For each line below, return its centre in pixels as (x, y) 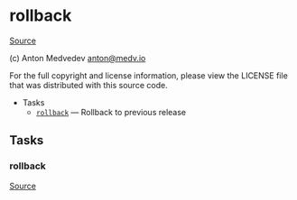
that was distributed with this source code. (89, 85)
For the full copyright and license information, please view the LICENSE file (149, 75)
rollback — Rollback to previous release (111, 112)
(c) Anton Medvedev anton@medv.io (78, 58)
